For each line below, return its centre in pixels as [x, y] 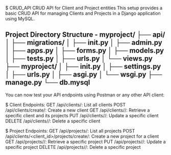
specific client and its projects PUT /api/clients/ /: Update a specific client [82, 115]
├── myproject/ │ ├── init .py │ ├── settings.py [83, 67]
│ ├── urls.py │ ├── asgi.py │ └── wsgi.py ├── [84, 75]
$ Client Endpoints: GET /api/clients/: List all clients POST [66, 105]
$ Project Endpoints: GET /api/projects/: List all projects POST [70, 131]
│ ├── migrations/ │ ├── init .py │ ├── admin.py [84, 43]
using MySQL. [20, 19]
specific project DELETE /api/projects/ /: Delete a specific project [73, 147]
